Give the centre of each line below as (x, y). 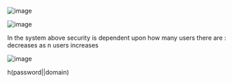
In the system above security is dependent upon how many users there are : (117, 38)
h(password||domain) (38, 72)
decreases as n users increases (53, 45)
